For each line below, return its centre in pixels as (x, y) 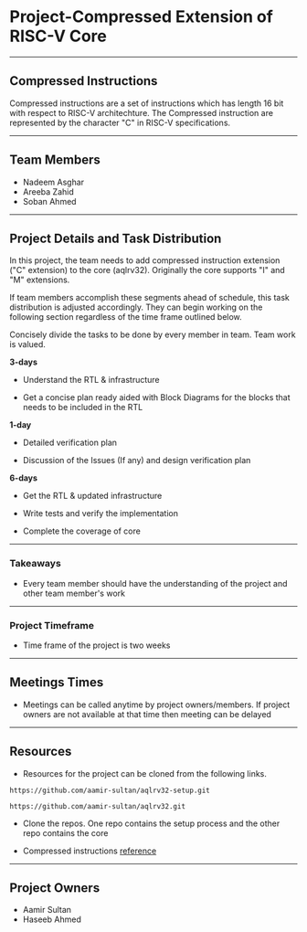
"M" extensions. (40, 280)
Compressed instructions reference (90, 851)
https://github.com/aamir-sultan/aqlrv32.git (97, 806)
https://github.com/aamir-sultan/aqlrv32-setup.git (110, 790)
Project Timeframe (52, 625)
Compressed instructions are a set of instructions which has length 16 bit (147, 103)
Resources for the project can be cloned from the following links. (145, 773)
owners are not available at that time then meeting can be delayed (147, 714)
